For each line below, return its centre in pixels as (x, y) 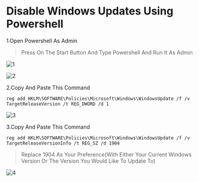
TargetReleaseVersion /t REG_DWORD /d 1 (58, 104)
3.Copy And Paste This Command (48, 127)
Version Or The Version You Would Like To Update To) (88, 161)
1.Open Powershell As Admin (42, 41)
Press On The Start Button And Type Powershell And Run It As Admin (107, 52)
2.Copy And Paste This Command (48, 87)
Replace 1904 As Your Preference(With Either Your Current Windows (106, 154)
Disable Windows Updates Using (90, 11)
